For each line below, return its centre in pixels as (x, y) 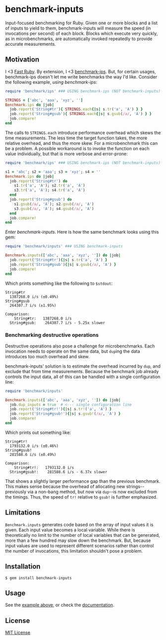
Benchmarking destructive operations (52, 335)
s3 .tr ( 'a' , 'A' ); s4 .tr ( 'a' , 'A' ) (50, 190)
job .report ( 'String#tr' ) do (39, 181)
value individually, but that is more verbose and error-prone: (66, 154)
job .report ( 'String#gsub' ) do (41, 199)
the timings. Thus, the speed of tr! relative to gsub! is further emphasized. (81, 497)
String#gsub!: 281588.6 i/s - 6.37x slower (58, 472)
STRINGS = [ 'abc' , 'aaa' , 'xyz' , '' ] (44, 100)
